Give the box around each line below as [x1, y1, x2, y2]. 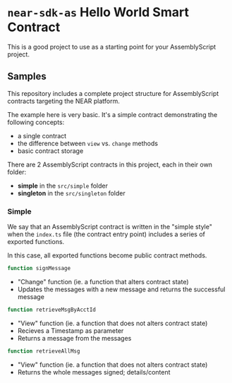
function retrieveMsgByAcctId [7, 306, 97, 313]
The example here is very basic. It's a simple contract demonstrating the [7, 110, 218, 118]
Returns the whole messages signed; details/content [17, 367, 171, 376]
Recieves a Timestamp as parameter [17, 326, 124, 335]
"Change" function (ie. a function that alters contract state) [17, 277, 189, 286]
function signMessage [7, 265, 71, 272]
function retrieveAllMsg [7, 347, 80, 355]
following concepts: [7, 118, 65, 126]
